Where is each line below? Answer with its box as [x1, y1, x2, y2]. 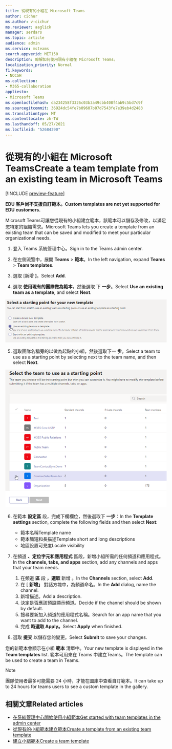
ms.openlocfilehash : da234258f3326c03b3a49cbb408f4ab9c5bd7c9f [5, 100, 143, 105]
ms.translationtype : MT [5, 111, 56, 116]
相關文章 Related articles [5, 699, 83, 709]
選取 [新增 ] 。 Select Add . [12, 272, 67, 279]
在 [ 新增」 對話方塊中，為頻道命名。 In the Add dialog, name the [20, 582, 156, 588]
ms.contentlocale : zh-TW [5, 116, 58, 121]
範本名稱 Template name [20, 530, 71, 536]
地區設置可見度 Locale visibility [20, 543, 84, 549]
